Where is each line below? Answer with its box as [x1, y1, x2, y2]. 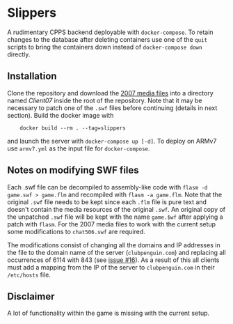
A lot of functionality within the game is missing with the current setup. [7, 309, 210, 318]
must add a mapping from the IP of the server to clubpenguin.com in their [7, 263, 215, 271]
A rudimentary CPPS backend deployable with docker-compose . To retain [7, 28, 214, 36]
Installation [7, 70, 57, 82]
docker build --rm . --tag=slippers [19, 124, 127, 132]
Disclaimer [7, 291, 55, 302]
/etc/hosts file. [7, 270, 51, 279]
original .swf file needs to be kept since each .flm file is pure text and [7, 197, 207, 206]
